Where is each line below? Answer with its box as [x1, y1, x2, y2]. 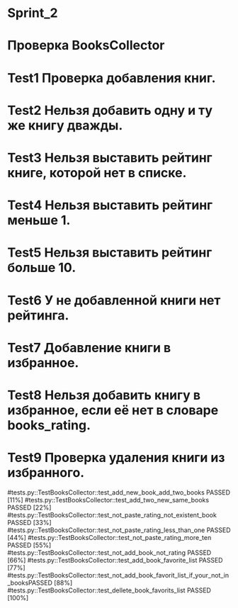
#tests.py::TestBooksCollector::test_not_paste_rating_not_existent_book [7, 510, 217, 519]
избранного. [7, 465, 85, 481]
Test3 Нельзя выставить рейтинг [7, 150, 212, 166]
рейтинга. [7, 307, 69, 323]
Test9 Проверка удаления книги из [7, 450, 225, 466]
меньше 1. [7, 213, 71, 228]
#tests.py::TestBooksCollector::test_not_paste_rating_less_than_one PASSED [7, 526, 232, 534]
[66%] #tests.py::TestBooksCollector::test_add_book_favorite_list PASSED [7, 556, 223, 564]
